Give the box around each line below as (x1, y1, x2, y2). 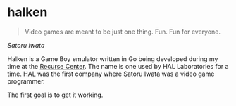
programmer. (7, 77, 45, 85)
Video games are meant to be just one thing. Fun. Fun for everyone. (24, 27, 221, 36)
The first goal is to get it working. (7, 91, 104, 99)
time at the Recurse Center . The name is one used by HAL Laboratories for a (7, 62, 229, 70)
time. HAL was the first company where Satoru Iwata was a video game (7, 69, 215, 78)
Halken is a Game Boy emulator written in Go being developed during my (7, 54, 218, 63)
